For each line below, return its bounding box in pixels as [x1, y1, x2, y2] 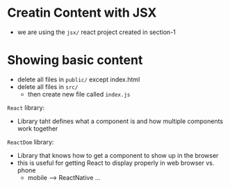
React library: [7, 103, 45, 112]
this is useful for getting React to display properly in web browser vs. [17, 158, 215, 167]
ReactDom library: [7, 138, 54, 146]
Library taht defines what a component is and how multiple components [17, 117, 224, 125]
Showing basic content [7, 52, 143, 68]
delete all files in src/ [17, 82, 79, 91]
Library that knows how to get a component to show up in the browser [17, 151, 219, 159]
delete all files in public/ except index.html [17, 75, 140, 83]
